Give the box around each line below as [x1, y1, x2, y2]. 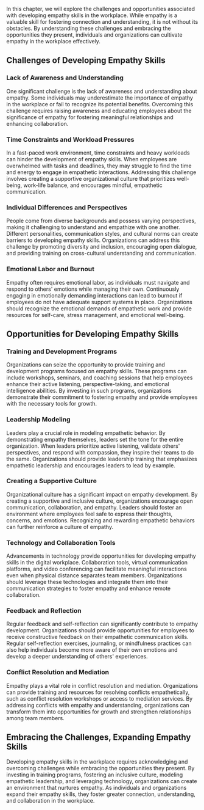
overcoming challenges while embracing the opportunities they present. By [6, 764, 195, 772]
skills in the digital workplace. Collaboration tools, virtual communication [6, 559, 188, 566]
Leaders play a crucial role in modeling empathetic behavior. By [6, 429, 166, 436]
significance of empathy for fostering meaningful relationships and [6, 113, 174, 121]
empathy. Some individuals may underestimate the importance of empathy [6, 94, 194, 101]
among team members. [6, 714, 65, 721]
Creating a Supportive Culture [6, 476, 97, 485]
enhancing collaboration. [6, 120, 69, 127]
